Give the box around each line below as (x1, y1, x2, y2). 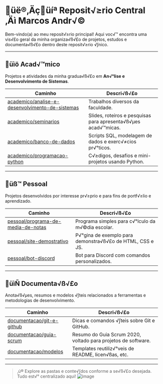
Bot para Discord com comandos (75, 252, 150, 259)
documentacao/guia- (7, 331, 57, 338)
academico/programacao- (7, 152, 68, 159)
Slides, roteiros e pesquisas (88, 112, 151, 119)
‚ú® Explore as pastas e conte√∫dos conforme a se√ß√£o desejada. (16, 368, 152, 374)
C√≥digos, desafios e (88, 152, 137, 159)
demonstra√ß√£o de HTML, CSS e (75, 238, 154, 244)
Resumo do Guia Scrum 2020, (72, 331, 142, 338)
